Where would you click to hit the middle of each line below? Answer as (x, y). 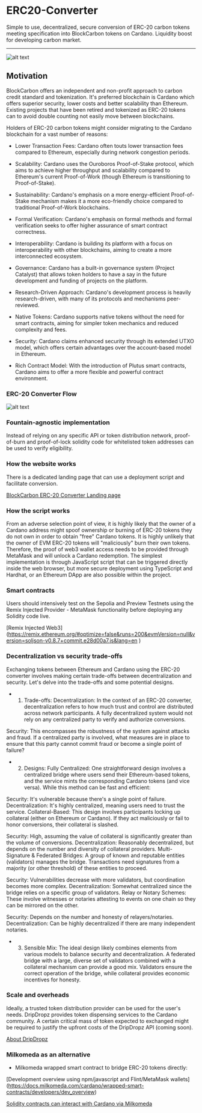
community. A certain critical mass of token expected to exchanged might (98, 1021)
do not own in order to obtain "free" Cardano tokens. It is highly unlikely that (100, 536)
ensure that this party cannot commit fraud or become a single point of (94, 743)
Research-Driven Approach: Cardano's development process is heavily (103, 292)
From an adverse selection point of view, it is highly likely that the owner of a (101, 523)
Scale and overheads (38, 995)
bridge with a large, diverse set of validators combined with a (100, 960)
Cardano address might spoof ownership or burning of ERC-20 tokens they (99, 530)
